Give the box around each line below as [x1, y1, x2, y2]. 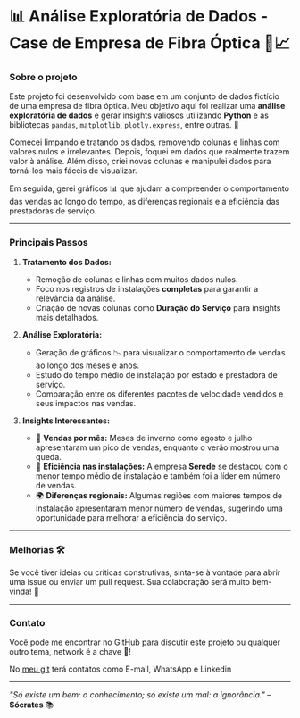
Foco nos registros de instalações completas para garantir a [35, 283, 259, 294]
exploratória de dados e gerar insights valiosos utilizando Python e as [9, 110, 270, 121]
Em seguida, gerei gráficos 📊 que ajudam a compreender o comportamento [9, 183, 290, 194]
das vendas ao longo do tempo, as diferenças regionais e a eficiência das [9, 196, 280, 207]
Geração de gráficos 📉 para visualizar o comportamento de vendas [35, 346, 286, 357]
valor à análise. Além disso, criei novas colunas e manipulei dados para [9, 156, 271, 167]
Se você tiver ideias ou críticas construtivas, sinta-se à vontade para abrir [9, 567, 281, 578]
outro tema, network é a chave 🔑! [9, 647, 131, 657]
